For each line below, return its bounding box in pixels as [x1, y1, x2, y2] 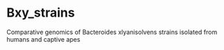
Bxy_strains [6, 5, 75, 21]
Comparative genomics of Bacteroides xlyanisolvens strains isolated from [6, 28, 218, 36]
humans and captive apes [6, 35, 81, 43]
